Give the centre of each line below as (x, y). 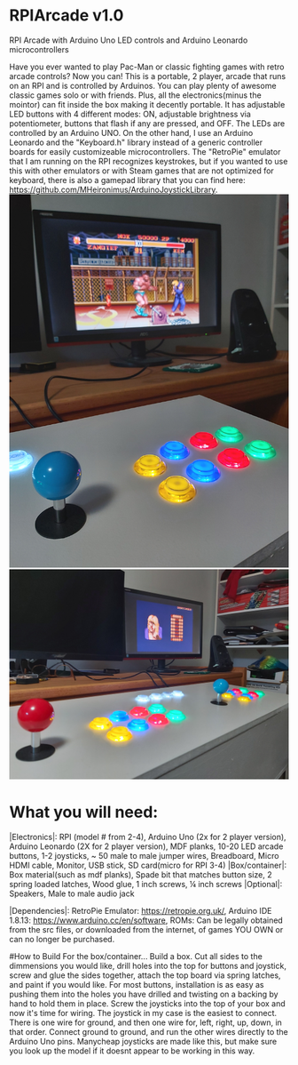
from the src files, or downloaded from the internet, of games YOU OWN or (146, 929)
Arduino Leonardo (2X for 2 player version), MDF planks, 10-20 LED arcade (146, 846)
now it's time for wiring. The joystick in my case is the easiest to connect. (143, 1013)
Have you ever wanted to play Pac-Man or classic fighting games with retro (147, 67)
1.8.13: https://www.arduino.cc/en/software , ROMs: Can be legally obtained (146, 920)
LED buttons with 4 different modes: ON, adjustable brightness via (130, 114)
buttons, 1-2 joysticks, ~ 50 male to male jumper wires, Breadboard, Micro (144, 855)
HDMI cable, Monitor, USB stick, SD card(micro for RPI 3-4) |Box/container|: (148, 865)
